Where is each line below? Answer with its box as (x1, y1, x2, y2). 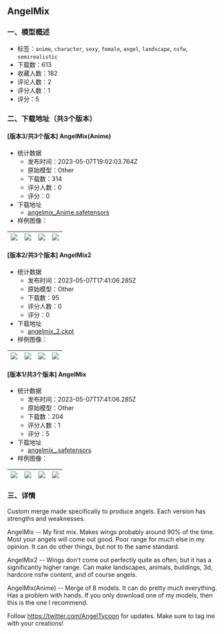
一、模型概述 (7, 28, 50, 37)
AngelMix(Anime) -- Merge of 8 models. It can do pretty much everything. (7, 584, 217, 592)
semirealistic (17, 53, 58, 61)
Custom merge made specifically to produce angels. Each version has (7, 507, 206, 515)
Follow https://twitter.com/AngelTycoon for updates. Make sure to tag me (7, 611, 216, 620)
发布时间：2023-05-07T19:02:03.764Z (27, 157, 138, 165)
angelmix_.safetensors (27, 446, 92, 454)
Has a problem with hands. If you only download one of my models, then (7, 591, 214, 599)
